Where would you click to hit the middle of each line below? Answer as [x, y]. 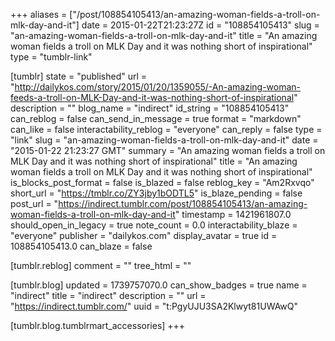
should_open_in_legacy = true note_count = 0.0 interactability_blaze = [154, 225]
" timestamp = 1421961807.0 [233, 214]
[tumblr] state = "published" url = [79, 76]
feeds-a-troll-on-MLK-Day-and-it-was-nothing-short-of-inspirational [152, 97]
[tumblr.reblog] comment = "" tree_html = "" [101, 265]
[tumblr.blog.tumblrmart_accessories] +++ [98, 325]
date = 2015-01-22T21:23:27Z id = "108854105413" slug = [200, 25]
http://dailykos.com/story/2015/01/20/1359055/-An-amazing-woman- [158, 87]
